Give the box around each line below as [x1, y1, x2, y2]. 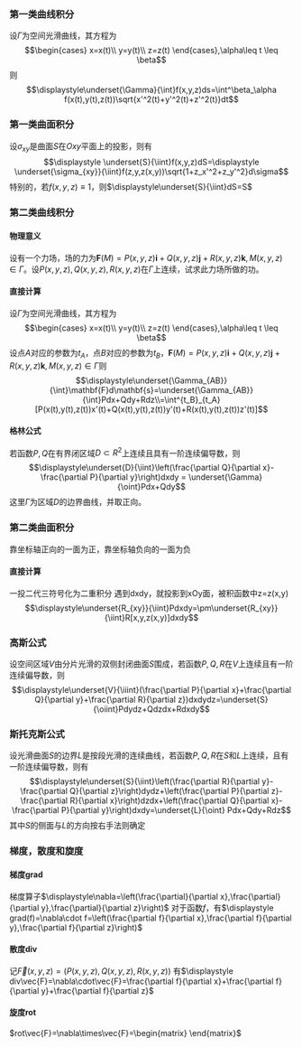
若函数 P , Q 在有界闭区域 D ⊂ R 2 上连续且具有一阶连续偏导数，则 [9, 445, 241, 458]
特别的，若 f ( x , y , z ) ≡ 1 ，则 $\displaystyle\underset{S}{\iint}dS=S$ [9, 182, 252, 192]
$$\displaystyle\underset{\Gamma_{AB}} [75, 375, 228, 386]
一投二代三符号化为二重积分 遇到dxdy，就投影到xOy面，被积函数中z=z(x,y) [9, 587, 289, 598]
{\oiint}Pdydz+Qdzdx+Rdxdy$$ [93, 704, 210, 715]
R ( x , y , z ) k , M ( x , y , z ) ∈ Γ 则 [9, 360, 107, 371]
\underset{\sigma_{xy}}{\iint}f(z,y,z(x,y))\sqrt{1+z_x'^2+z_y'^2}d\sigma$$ [14, 166, 289, 177]
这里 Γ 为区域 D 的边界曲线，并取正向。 [9, 497, 147, 508]
